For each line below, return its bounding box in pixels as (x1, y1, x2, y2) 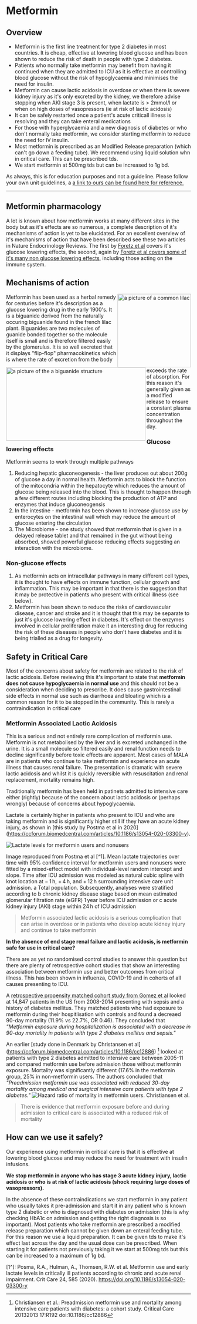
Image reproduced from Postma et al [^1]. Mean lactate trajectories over (6, 853, 180, 860)
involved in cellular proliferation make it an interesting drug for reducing (14, 622, 188, 629)
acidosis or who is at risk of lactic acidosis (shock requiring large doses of (6, 1178, 191, 1185)
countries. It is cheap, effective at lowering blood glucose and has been (14, 49, 188, 56)
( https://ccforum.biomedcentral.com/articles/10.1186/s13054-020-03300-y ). (6, 830, 191, 837)
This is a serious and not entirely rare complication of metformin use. (6, 732, 173, 740)
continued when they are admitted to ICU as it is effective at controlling (14, 68, 186, 75)
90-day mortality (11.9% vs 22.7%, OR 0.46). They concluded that (6, 1017, 165, 1024)
